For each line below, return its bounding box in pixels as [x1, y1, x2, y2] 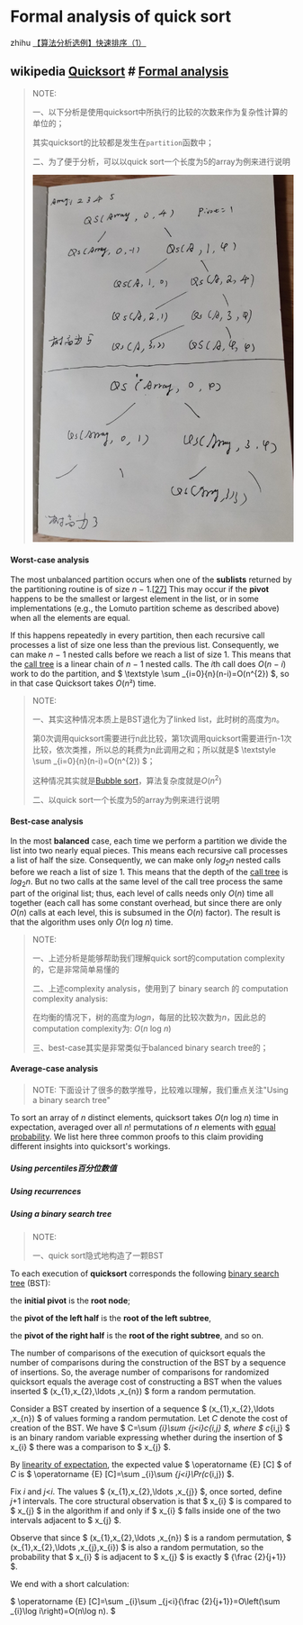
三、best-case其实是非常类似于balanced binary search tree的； [31, 1042, 269, 1053]
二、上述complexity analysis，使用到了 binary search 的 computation [31, 982, 289, 993]
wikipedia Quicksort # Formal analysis [10, 64, 229, 79]
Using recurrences [10, 1185, 82, 1196]
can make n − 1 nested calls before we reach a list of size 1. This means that [10, 649, 291, 660]
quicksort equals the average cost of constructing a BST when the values [10, 1376, 282, 1387]
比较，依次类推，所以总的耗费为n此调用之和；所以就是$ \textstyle [31, 744, 277, 755]
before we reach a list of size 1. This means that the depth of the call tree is [10, 866, 289, 877]
